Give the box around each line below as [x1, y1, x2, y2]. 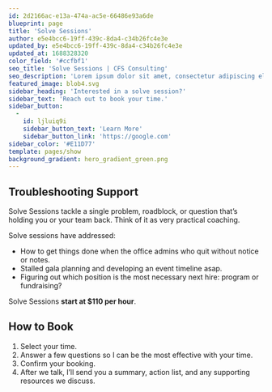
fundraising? [19, 281, 62, 291]
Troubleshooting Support [8, 185, 139, 198]
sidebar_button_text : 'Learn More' [23, 125, 143, 133]
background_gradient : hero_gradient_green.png [8, 155, 168, 163]
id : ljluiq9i [23, 117, 67, 126]
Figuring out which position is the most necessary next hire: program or [19, 272, 259, 282]
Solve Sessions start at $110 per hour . [8, 296, 136, 306]
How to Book [8, 320, 74, 334]
